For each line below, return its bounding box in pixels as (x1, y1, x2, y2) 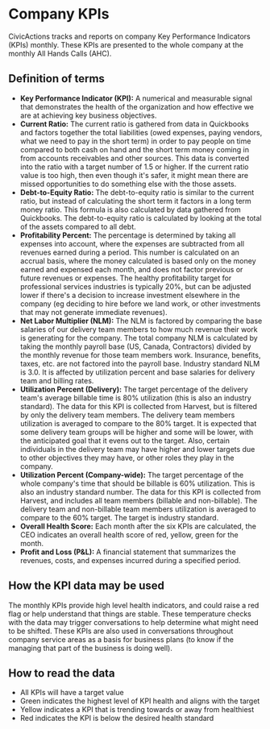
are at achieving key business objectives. (19, 110, 157, 120)
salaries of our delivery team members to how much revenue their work (19, 324, 258, 334)
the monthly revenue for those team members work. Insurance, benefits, (19, 350, 261, 359)
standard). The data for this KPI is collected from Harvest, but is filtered (19, 401, 258, 411)
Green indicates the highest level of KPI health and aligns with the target (19, 696, 260, 706)
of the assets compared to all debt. (19, 222, 137, 231)
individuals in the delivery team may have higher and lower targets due (19, 444, 255, 454)
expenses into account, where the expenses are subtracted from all (19, 238, 244, 248)
